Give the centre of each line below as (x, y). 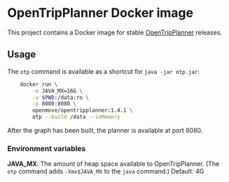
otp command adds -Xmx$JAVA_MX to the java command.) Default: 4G (106, 171)
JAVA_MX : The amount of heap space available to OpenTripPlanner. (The (113, 164)
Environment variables (47, 148)
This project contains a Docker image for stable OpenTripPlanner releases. (115, 32)
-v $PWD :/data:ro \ (61, 97)
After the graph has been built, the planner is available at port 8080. (105, 130)
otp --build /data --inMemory (76, 117)
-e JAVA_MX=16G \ (57, 91)
